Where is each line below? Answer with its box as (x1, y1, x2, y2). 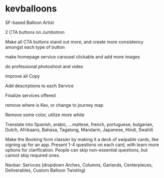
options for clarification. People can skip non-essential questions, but (5, 147, 148, 153)
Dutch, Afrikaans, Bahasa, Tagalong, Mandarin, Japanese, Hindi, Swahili (5, 127, 154, 133)
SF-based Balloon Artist (5, 19, 54, 25)
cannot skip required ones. (5, 152, 60, 158)
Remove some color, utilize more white (5, 112, 85, 118)
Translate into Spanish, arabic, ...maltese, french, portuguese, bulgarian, (5, 121, 154, 127)
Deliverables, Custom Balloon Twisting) (5, 167, 86, 173)
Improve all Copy (5, 73, 40, 79)
